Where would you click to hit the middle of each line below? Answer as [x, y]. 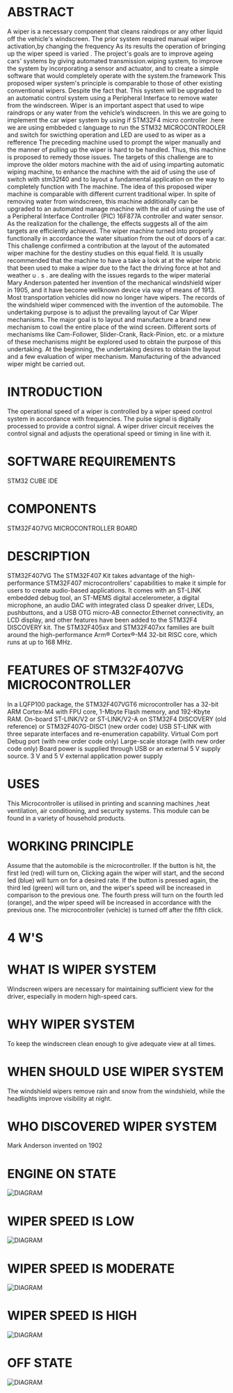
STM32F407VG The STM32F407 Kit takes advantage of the [93, 575]
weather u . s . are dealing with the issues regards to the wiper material [109, 275]
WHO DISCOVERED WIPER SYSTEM [112, 1126]
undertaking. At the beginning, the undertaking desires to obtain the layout [114, 349]
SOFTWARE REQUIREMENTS [91, 461]
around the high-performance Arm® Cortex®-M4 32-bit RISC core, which [112, 634]
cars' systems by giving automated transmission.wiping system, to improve [115, 61]
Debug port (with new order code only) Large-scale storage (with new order [116, 741]
